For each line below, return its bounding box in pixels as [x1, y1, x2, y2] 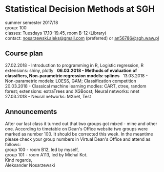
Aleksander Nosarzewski [5, 162, 55, 168]
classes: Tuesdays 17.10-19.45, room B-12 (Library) [5, 30, 106, 36]
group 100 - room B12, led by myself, [5, 147, 79, 152]
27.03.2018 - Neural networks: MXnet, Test [5, 93, 91, 99]
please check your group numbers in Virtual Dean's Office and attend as [5, 136, 151, 142]
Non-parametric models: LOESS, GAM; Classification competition [5, 78, 137, 84]
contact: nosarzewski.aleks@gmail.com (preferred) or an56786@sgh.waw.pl [5, 35, 159, 41]
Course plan [5, 49, 43, 58]
